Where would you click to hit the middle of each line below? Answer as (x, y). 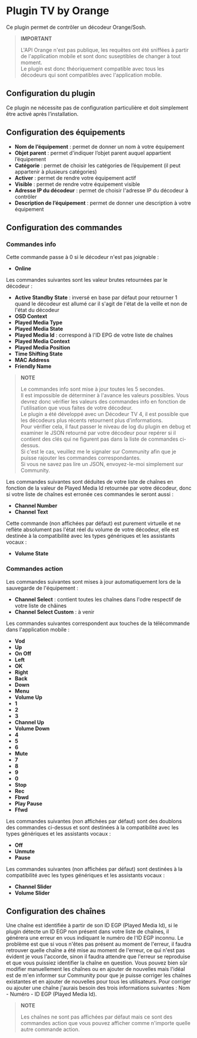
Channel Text (31, 512)
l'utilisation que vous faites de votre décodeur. (76, 408)
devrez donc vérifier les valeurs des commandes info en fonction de (103, 402)
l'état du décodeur (37, 310)
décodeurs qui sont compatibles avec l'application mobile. (91, 75)
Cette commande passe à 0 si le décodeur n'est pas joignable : (83, 257)
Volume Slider (32, 893)
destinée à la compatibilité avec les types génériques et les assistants (91, 536)
